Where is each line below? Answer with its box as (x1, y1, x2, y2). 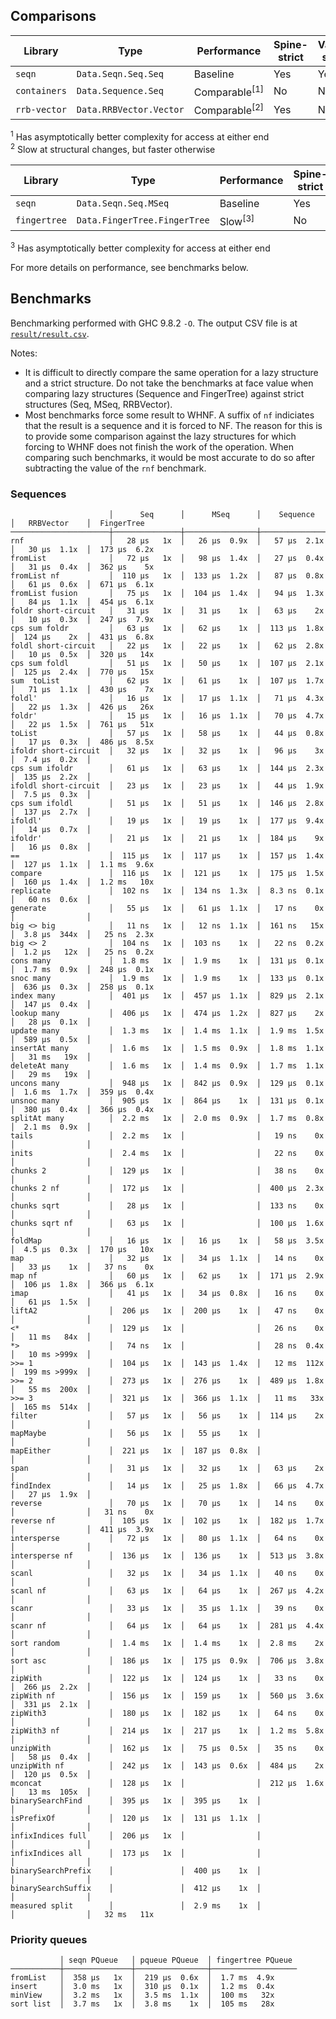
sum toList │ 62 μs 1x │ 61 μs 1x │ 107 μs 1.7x (10, 675, 325, 686)
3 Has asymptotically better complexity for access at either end (10, 240, 271, 254)
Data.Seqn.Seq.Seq (76, 68, 164, 79)
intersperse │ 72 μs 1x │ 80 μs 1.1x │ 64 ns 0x (10, 1533, 325, 1543)
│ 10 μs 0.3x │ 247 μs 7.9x (10, 614, 155, 624)
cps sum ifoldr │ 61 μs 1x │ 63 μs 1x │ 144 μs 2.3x (10, 763, 325, 773)
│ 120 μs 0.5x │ (10, 1769, 92, 1779)
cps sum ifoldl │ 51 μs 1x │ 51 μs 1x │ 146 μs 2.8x (10, 798, 325, 808)
